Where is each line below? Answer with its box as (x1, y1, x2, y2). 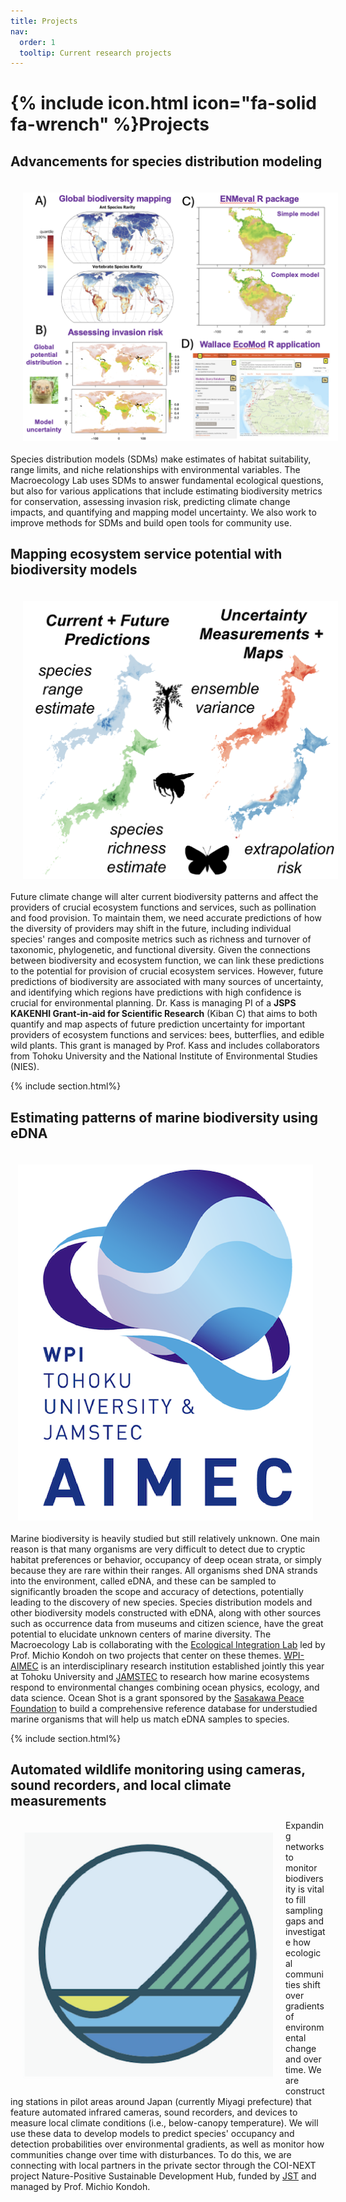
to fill (285, 1893, 307, 1905)
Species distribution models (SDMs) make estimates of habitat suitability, (10, 453, 312, 465)
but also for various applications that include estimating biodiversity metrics (10, 485, 323, 497)
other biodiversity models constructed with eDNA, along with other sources (10, 1607, 322, 1619)
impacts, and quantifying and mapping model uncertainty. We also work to (10, 506, 317, 518)
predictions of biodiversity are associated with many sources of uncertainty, (10, 976, 324, 988)
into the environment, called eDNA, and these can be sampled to (10, 1575, 277, 1587)
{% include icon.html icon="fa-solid (10, 92, 317, 115)
